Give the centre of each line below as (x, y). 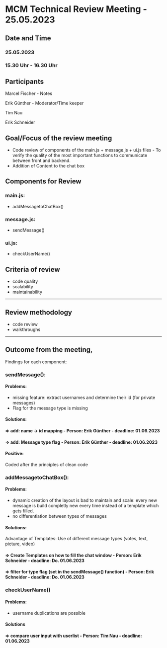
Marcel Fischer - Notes (29, 93)
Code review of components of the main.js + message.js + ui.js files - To (86, 150)
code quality (25, 281)
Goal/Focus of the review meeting (59, 138)
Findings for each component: (36, 362)
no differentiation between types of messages (59, 516)
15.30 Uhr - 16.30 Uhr (32, 66)
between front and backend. (42, 161)
